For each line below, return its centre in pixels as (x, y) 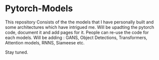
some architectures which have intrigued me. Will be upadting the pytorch (80, 27)
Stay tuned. (17, 52)
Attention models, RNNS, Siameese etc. (45, 42)
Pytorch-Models (39, 9)
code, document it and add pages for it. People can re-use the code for (77, 32)
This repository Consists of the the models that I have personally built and (79, 22)
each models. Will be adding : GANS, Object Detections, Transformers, (76, 38)
